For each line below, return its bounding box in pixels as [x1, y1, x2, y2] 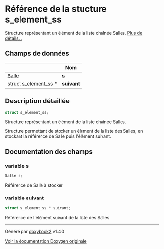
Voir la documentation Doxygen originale [5, 238, 87, 244]
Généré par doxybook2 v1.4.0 [5, 229, 65, 235]
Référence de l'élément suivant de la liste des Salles [5, 215, 110, 221]
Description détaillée [5, 97, 70, 105]
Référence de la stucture [5, 3, 107, 15]
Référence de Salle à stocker [5, 182, 63, 188]
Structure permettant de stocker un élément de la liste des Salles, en [5, 128, 143, 134]
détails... [5, 35, 22, 41]
